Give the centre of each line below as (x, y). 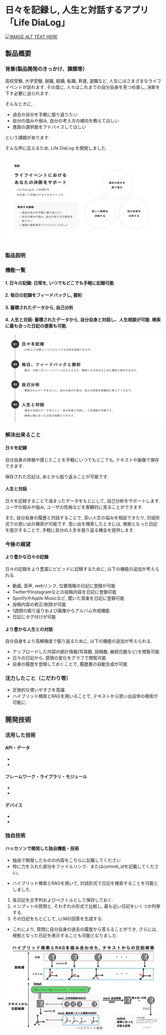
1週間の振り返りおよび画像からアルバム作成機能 (61, 610)
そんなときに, (19, 104)
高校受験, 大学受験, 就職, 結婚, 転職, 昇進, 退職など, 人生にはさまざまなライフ (83, 81)
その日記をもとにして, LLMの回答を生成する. (57, 919)
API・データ (18, 748)
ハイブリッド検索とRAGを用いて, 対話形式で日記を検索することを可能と (85, 883)
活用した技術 (21, 735)
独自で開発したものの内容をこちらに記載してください (66, 860)
